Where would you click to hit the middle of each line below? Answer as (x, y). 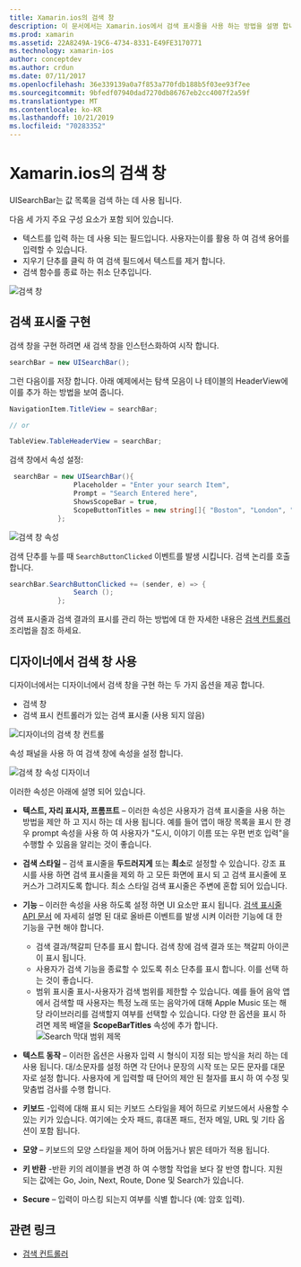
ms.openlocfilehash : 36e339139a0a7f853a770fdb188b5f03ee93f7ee (130, 84)
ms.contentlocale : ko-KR (56, 110)
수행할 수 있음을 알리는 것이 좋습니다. (87, 844)
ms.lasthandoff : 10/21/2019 (62, 118)
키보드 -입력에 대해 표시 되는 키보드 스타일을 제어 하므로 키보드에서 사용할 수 (155, 1108)
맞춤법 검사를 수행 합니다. (67, 1089)
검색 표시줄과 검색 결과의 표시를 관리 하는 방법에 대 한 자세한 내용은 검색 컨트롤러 (150, 619)
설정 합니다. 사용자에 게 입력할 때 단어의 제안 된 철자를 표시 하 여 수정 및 (164, 1077)
